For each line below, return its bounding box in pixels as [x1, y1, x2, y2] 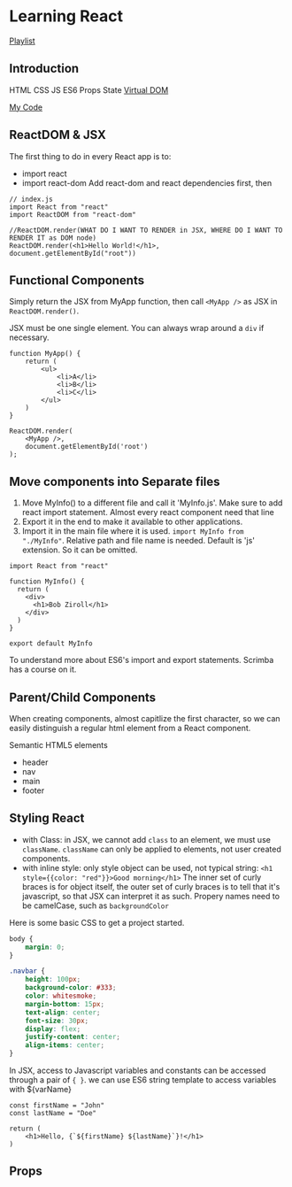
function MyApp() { [9, 350, 81, 358]
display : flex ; [25, 1024, 81, 1033]
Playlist [9, 35, 35, 46]
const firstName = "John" [9, 1101, 104, 1110]
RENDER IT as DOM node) [9, 233, 97, 243]
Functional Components [9, 273, 144, 288]
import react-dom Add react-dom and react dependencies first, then [21, 177, 273, 188]
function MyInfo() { [9, 577, 86, 586]
